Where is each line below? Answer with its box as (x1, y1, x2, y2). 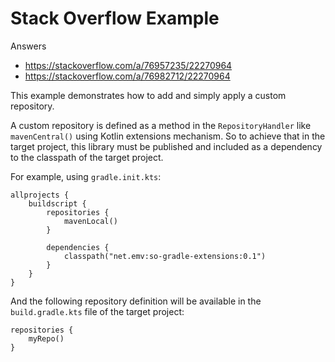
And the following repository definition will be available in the (10, 295, 262, 307)
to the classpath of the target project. (10, 151, 164, 163)
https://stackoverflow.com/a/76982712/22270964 (24, 70, 231, 82)
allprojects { (10, 190, 70, 200)
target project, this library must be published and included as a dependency (10, 140, 323, 152)
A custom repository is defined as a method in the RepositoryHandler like (10, 119, 312, 131)
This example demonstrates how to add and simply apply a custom (10, 89, 287, 101)
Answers (10, 40, 47, 52)
